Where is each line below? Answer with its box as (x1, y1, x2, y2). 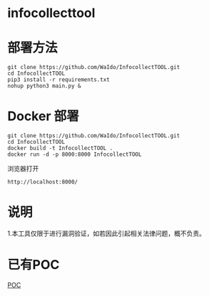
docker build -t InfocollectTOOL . (7, 144, 113, 152)
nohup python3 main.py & (7, 83, 81, 90)
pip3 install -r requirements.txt (7, 76, 111, 83)
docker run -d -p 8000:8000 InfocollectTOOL (7, 151, 142, 158)
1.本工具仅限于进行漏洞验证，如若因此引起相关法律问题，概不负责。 (7, 229, 205, 238)
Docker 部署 (7, 108, 80, 125)
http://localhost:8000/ (7, 179, 78, 186)
